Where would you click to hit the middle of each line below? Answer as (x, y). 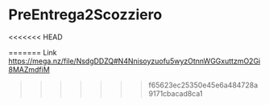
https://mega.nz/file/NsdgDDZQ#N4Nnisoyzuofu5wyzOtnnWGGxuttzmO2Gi (134, 61)
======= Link (33, 52)
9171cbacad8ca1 (176, 93)
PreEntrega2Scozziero (85, 15)
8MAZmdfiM (29, 69)
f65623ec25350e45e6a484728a (203, 85)
